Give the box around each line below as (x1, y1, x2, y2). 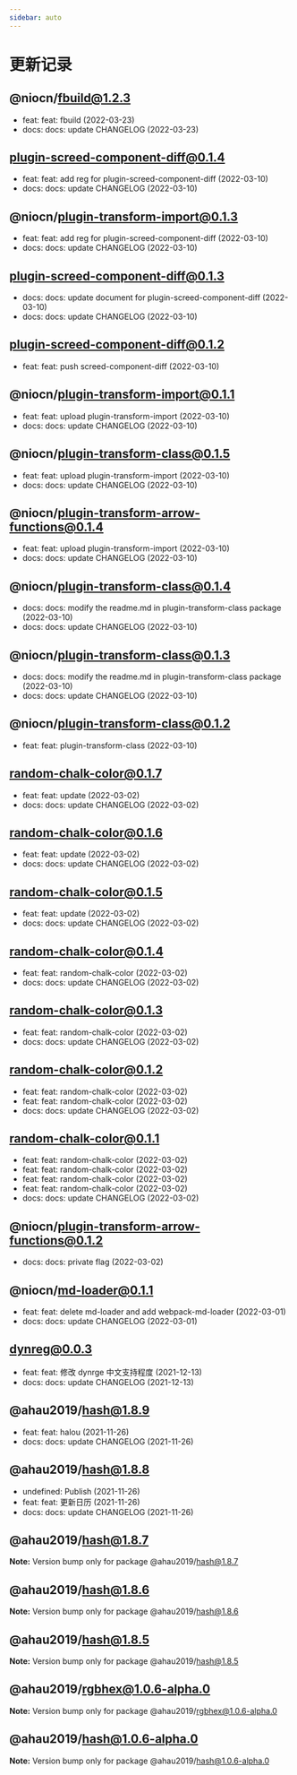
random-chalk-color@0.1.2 (9, 1063, 164, 1078)
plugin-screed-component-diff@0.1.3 (9, 268, 225, 283)
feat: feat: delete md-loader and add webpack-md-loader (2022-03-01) (21, 1306, 286, 1317)
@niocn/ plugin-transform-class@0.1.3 (9, 647, 231, 663)
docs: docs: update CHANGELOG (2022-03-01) (21, 1316, 199, 1327)
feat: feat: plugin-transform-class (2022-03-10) (21, 740, 198, 751)
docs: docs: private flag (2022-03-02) (21, 1256, 164, 1268)
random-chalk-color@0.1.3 (9, 1003, 164, 1018)
